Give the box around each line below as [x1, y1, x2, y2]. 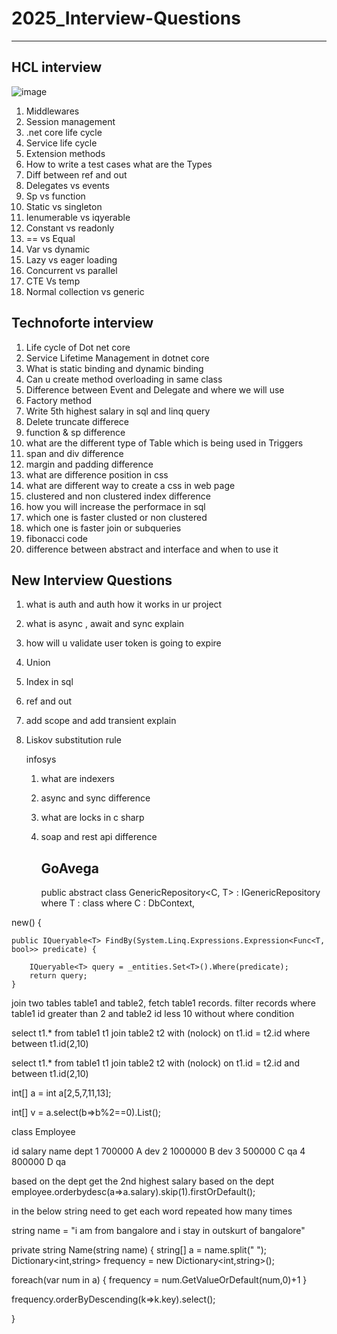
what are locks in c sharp [40, 812, 145, 824]
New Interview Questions [11, 572, 173, 589]
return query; [29, 971, 88, 981]
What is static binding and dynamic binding [25, 362, 204, 374]
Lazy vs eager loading [25, 253, 118, 266]
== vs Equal [25, 232, 76, 244]
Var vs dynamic [25, 243, 91, 255]
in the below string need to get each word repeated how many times [11, 1205, 293, 1217]
